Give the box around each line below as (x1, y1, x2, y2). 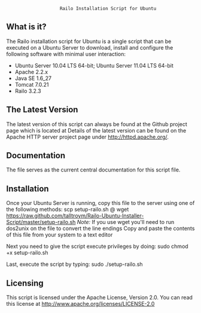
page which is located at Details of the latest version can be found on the (6, 127, 187, 134)
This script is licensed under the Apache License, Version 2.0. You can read (6, 294, 193, 301)
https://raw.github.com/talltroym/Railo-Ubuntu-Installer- (6, 212, 144, 219)
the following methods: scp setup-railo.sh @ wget (6, 206, 129, 213)
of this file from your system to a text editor (6, 231, 113, 238)
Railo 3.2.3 (14, 87, 41, 94)
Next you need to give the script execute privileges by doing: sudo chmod (6, 243, 188, 250)
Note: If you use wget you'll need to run (77, 219, 175, 226)
